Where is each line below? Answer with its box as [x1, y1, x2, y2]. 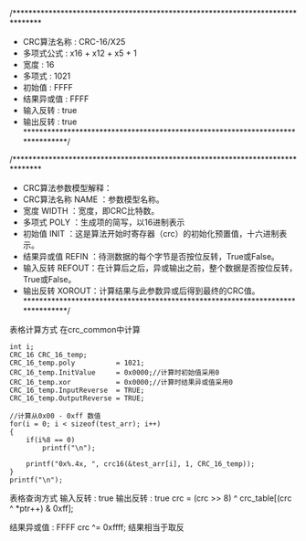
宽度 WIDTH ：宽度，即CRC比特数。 [22, 206, 160, 216]
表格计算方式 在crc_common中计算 [9, 324, 141, 334]
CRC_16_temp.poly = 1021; [9, 358, 145, 367]
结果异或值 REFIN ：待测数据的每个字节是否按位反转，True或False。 [22, 251, 280, 261]
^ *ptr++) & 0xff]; [9, 503, 74, 514]
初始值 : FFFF [22, 82, 73, 92]
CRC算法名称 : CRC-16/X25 [22, 37, 126, 47]
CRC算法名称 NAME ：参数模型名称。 [22, 194, 164, 205]
